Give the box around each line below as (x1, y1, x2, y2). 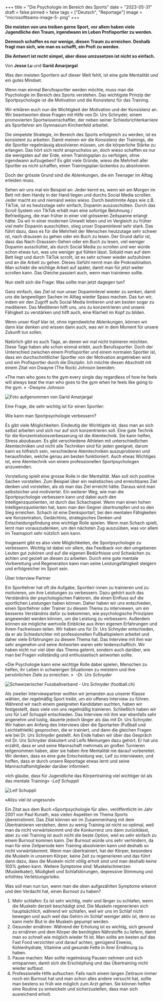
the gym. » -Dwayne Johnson (5, 385, 65, 390)
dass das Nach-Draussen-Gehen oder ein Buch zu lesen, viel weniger (5, 239, 145, 245)
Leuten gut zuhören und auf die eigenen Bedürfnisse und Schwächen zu (5, 550, 151, 556)
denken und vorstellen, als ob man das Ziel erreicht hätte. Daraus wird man (5, 484, 156, 490)
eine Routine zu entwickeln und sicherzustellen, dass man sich (12, 986, 138, 992)
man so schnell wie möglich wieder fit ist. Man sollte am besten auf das (12, 934, 156, 940)
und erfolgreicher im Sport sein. (5, 566, 69, 572)
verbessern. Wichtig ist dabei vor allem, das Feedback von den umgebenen (5, 545, 157, 551)
